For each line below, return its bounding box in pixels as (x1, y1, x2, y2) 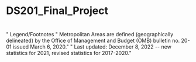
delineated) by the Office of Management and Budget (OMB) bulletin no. (6, 37, 180, 44)
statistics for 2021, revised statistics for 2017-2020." (6, 50, 132, 57)
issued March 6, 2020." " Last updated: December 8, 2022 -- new (12, 43, 171, 50)
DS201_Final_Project (6, 4, 109, 18)
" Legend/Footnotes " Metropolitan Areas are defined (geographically (6, 31, 174, 38)
